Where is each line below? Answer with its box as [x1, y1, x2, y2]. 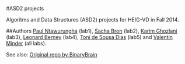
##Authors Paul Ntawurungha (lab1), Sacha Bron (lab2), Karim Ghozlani [6, 27, 177, 34]
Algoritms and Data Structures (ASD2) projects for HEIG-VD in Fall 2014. [6, 16, 179, 23]
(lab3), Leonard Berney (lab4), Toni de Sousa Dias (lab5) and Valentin [6, 34, 173, 40]
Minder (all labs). [6, 40, 47, 47]
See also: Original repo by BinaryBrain [6, 51, 97, 58]
